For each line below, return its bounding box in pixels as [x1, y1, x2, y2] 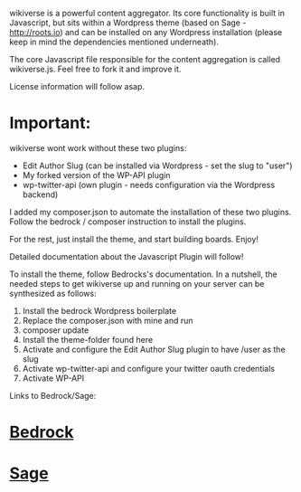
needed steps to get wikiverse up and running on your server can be [9, 278, 265, 289]
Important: [9, 113, 91, 134]
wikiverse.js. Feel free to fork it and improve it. [9, 63, 182, 74]
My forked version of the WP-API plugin [22, 169, 171, 180]
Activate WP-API [22, 373, 85, 383]
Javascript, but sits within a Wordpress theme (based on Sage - [9, 17, 247, 28]
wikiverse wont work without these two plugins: [9, 142, 187, 153]
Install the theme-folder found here [22, 334, 154, 345]
